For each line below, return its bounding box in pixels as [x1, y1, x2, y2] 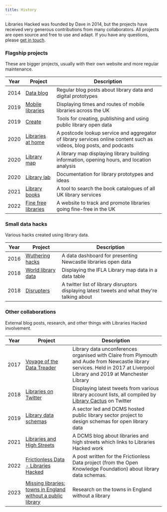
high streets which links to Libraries [72, 438, 155, 445]
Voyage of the [25, 358, 59, 365]
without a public [25, 492, 63, 499]
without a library [72, 492, 110, 499]
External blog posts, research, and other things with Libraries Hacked [5, 320, 147, 326]
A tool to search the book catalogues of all [56, 185, 156, 192]
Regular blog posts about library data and [56, 86, 153, 93]
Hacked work [72, 445, 103, 452]
